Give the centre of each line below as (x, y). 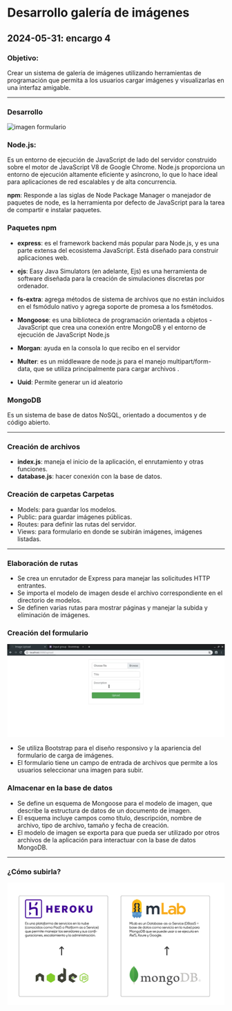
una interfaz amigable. (39, 87)
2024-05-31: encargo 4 (59, 38)
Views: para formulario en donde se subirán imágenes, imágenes (109, 531)
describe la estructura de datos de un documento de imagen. (104, 811)
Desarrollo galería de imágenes (98, 13)
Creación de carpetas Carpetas (61, 494)
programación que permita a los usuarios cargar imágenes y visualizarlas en (116, 80)
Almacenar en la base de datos (60, 788)
